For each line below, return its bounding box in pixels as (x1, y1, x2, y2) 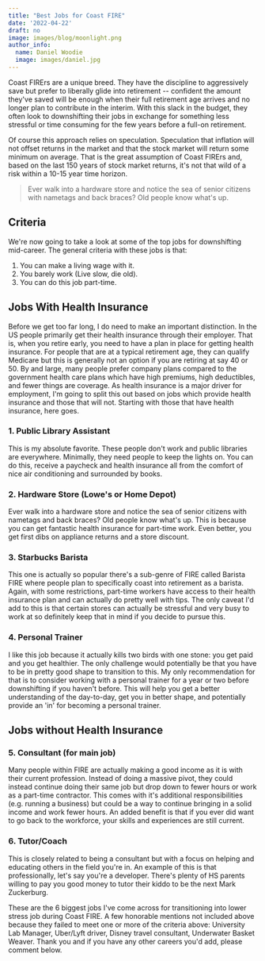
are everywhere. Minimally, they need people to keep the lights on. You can (8, 452, 254, 461)
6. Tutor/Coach (8, 836, 67, 847)
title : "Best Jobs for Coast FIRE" (8, 11, 126, 20)
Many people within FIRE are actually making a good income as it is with (8, 765, 244, 775)
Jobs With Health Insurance (8, 301, 149, 314)
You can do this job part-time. (19, 277, 117, 286)
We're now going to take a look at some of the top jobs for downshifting (8, 236, 242, 246)
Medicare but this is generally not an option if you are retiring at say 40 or (8, 355, 248, 365)
